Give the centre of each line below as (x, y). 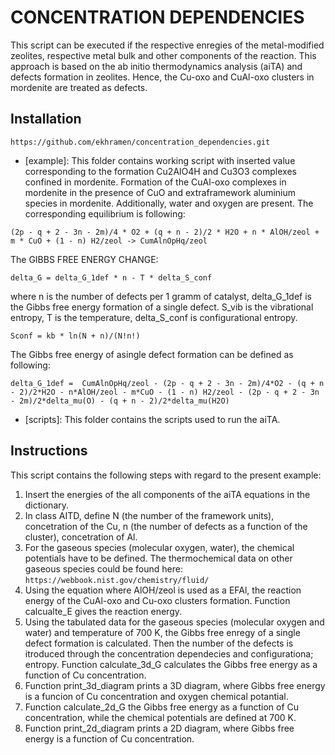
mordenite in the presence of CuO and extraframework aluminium (160, 192)
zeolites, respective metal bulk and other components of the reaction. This (163, 55)
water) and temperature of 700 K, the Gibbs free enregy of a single (162, 632)
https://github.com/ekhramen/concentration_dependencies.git (140, 142)
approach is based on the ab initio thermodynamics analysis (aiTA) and (156, 66)
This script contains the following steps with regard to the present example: (166, 475)
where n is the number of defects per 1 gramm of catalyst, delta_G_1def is (161, 296)
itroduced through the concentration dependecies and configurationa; (169, 653)
